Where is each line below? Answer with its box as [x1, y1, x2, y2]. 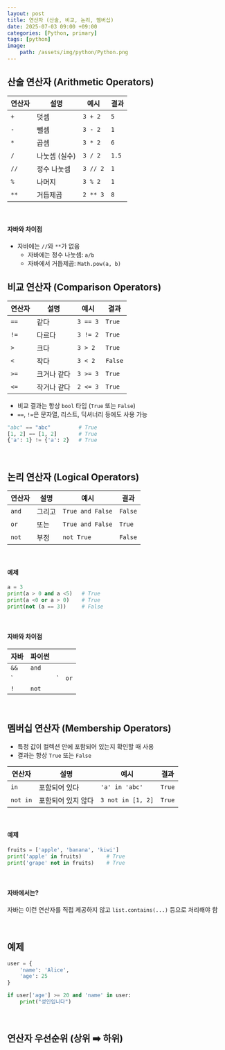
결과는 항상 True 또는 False [17, 751, 92, 759]
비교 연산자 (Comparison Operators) [7, 282, 161, 294]
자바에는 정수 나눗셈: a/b [27, 251, 95, 259]
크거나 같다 [37, 369, 71, 379]
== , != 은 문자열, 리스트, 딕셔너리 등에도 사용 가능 [17, 410, 147, 418]
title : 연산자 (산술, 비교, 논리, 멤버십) [7, 17, 114, 24]
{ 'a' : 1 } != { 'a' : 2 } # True [7, 437, 98, 444]
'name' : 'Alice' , [19, 966, 70, 974]
